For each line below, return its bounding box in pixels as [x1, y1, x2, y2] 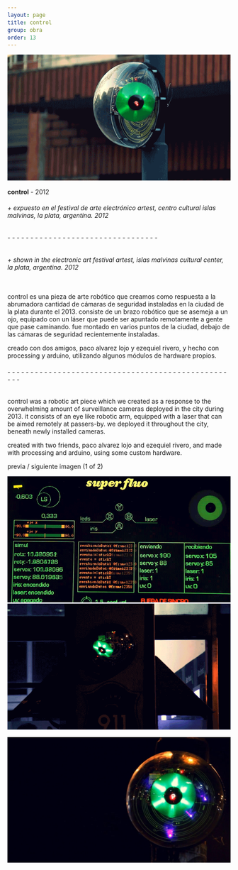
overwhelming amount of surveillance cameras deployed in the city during [7, 404, 225, 413]
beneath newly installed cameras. [7, 427, 106, 436]
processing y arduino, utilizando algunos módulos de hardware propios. [7, 351, 217, 360]
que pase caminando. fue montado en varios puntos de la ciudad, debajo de [7, 323, 230, 331]
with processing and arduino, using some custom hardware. [7, 448, 183, 457]
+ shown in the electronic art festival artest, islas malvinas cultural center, [7, 255, 225, 264]
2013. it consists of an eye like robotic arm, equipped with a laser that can [7, 412, 222, 421]
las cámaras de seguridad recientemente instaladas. [7, 330, 160, 338]
